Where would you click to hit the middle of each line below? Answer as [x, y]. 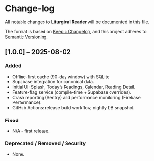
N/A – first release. [31, 131]
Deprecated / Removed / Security [45, 143]
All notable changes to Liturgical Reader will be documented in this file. [77, 22]
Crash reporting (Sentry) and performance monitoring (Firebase [76, 97]
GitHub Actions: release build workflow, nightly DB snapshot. [73, 107]
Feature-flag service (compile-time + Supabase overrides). [71, 92]
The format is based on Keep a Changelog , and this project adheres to [76, 31]
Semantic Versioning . [26, 37]
